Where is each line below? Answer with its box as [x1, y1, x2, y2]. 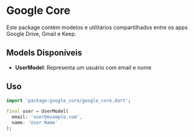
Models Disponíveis [6, 48, 83, 58]
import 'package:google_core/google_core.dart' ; [6, 98, 131, 104]
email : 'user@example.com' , [11, 114, 83, 120]
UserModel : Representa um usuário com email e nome [15, 64, 152, 71]
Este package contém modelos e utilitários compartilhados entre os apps [6, 24, 189, 31]
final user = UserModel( [6, 109, 69, 115]
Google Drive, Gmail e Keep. [6, 30, 77, 37]
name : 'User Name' [11, 119, 59, 126]
